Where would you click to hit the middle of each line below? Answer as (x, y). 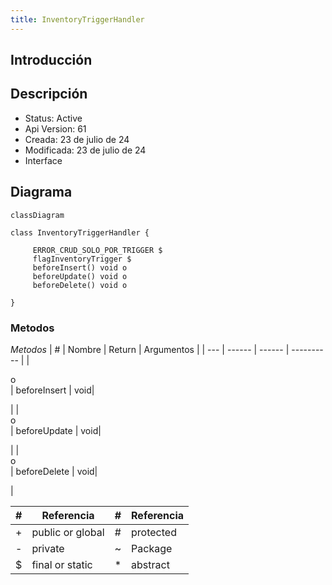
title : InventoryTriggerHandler (77, 19)
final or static (62, 564)
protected (154, 532)
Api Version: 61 (55, 128)
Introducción (51, 60)
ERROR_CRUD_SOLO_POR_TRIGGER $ (97, 250)
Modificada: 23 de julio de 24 (85, 150)
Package (152, 548)
